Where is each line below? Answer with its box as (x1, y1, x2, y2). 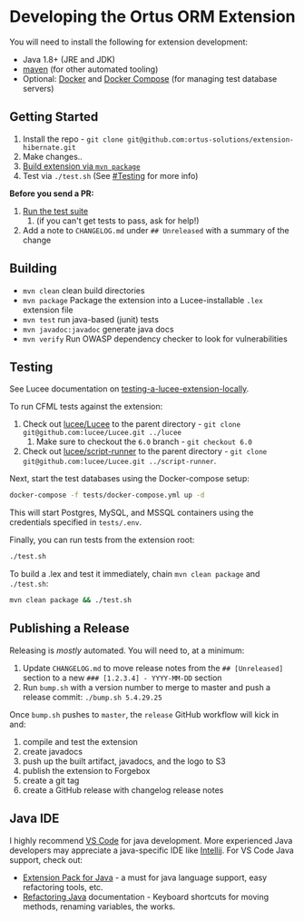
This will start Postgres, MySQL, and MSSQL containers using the (9, 507, 254, 519)
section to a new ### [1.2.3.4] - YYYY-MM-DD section (22, 672, 222, 683)
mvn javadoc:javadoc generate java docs (22, 323, 174, 334)
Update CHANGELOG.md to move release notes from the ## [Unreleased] (22, 662, 284, 673)
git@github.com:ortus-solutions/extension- (126, 134, 294, 144)
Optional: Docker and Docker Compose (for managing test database (22, 73, 278, 84)
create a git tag (22, 775, 80, 786)
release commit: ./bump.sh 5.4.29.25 (22, 691, 162, 702)
